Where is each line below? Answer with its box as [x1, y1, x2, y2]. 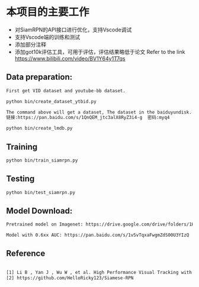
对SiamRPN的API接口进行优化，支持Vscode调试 [14, 26, 132, 33]
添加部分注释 [14, 41, 46, 48]
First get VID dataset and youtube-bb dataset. [6, 88, 126, 93]
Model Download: [6, 205, 73, 216]
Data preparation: [6, 72, 73, 82]
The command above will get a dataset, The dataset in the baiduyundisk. [6, 109, 192, 115]
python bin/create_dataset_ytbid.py [6, 98, 97, 104]
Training [6, 141, 38, 151]
